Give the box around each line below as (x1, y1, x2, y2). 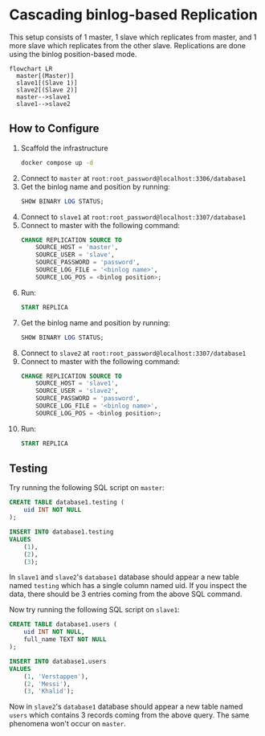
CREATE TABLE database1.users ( (9, 620, 117, 628)
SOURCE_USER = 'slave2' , (35, 387, 119, 395)
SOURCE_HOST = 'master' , (35, 243, 119, 251)
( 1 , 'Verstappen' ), (23, 673, 89, 681)
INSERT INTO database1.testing (9, 528, 114, 536)
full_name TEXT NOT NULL (23, 636, 107, 644)
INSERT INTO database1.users (9, 657, 107, 665)
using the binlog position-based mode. (9, 49, 137, 59)
